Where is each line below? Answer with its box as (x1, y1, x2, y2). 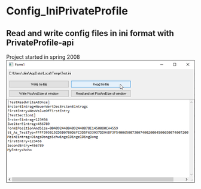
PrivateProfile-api (6, 37, 74, 47)
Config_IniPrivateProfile (6, 4, 129, 18)
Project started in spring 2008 (6, 53, 80, 61)
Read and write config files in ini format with (6, 28, 175, 38)
